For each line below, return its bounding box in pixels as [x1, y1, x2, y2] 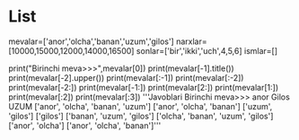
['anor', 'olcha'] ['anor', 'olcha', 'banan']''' [8, 119, 162, 131]
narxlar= [175, 36, 207, 47]
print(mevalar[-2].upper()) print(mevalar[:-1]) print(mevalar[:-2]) [8, 72, 244, 83]
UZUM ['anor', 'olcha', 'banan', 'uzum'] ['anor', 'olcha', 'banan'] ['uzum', [8, 101, 273, 111]
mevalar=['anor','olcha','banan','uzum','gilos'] [8, 36, 174, 47]
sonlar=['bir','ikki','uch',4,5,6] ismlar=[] [136, 45, 278, 56]
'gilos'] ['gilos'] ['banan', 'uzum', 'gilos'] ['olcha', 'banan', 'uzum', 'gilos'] [8, 110, 274, 121]
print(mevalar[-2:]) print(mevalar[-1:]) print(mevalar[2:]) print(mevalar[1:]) [8, 82, 279, 92]
